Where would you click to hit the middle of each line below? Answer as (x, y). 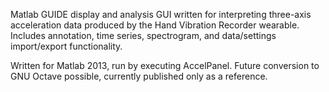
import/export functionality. (66, 46)
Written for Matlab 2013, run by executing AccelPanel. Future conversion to (165, 65)
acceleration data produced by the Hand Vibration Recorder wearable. (155, 25)
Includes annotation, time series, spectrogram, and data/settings (143, 35)
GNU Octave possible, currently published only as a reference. (139, 76)
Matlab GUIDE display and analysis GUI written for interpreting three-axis (161, 14)
